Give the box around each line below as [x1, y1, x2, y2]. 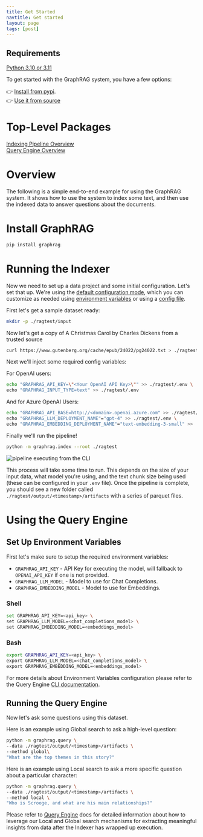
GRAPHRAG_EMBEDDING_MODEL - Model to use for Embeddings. [14, 584, 161, 591]
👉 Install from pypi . [6, 88, 56, 95]
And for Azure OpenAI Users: [6, 398, 79, 405]
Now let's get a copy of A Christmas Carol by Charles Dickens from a [6, 329, 178, 336]
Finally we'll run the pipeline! [6, 432, 77, 439]
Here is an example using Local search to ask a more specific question [6, 765, 182, 772]
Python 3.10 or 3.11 [6, 64, 53, 71]
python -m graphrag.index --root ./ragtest [6, 443, 118, 450]
